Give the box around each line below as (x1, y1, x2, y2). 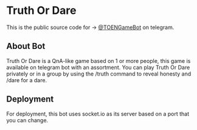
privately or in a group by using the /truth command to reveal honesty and (6, 70, 192, 77)
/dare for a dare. (6, 76, 47, 83)
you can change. (6, 116, 49, 124)
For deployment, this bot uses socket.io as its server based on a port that (6, 110, 190, 117)
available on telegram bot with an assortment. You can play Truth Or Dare (6, 63, 190, 71)
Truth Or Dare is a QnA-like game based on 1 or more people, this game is (6, 57, 191, 64)
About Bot (6, 41, 46, 51)
